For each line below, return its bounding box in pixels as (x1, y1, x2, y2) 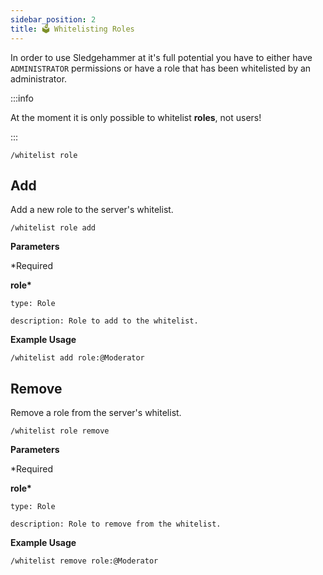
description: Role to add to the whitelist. (10, 316, 199, 326)
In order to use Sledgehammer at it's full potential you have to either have (10, 51, 313, 63)
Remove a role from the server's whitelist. (10, 407, 182, 419)
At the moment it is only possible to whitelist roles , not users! (10, 111, 262, 123)
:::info (10, 92, 34, 104)
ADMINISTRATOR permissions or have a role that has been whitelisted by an (10, 62, 312, 74)
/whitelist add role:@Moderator (10, 353, 145, 363)
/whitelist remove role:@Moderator (10, 556, 159, 566)
